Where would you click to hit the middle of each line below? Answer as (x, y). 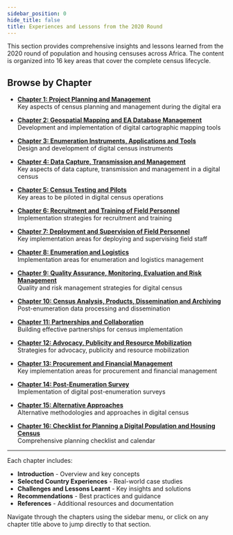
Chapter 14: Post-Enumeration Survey (73, 385)
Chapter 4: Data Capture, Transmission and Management (101, 162)
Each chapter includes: (40, 461)
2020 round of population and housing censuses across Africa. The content (115, 53)
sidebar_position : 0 (37, 14)
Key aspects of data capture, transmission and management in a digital (119, 169)
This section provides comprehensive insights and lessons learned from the (115, 46)
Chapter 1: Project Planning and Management (84, 99)
